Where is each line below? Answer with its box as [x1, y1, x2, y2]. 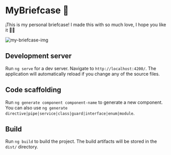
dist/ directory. [5, 144, 38, 150]
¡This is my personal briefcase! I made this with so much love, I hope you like [5, 21, 166, 28]
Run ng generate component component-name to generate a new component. [5, 99, 163, 105]
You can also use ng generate [5, 104, 68, 110]
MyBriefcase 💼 [5, 5, 69, 16]
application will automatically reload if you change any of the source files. [5, 71, 160, 77]
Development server [5, 52, 72, 60]
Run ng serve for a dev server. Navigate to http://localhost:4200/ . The [5, 65, 157, 71]
